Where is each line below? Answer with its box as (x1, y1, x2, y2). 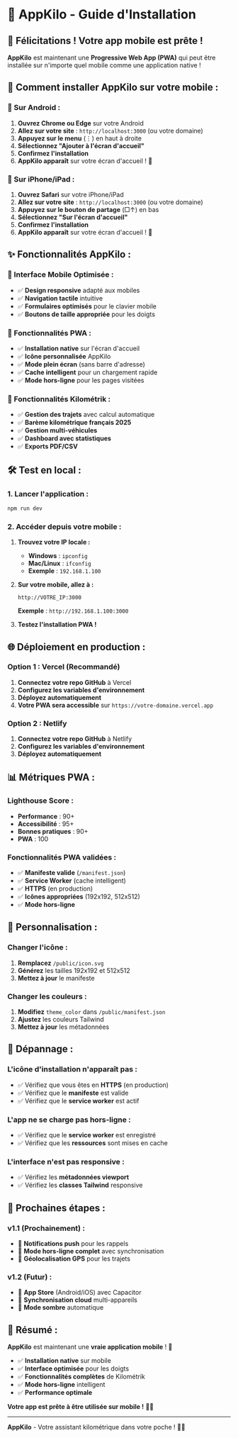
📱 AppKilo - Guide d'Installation (7, 6, 196, 23)
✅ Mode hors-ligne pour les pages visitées (17, 376, 144, 384)
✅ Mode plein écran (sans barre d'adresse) (17, 359, 145, 368)
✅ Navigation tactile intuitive (17, 294, 103, 302)
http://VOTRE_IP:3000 (17, 594, 81, 601)
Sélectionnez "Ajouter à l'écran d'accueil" (17, 141, 145, 150)
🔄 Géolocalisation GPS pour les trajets (17, 1254, 131, 1263)
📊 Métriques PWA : (7, 771, 96, 783)
